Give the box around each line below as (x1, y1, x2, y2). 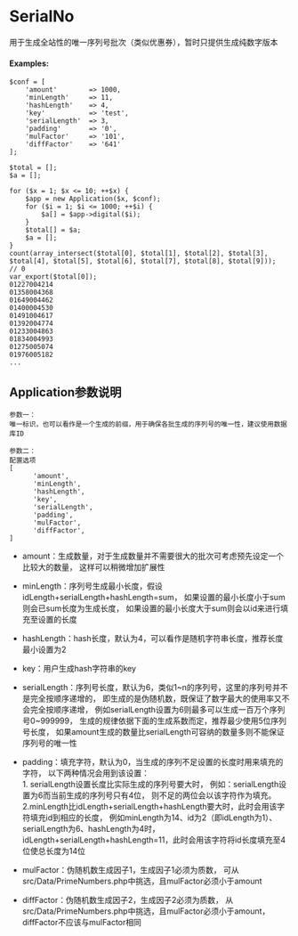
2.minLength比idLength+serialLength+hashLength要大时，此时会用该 (21, 801, 278, 811)
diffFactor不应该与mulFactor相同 (21, 916, 142, 927)
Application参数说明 (9, 385, 122, 400)
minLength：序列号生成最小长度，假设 (21, 581, 163, 591)
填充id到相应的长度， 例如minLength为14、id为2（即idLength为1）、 (29, 812, 278, 823)
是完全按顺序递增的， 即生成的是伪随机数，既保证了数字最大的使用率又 (21, 693, 282, 704)
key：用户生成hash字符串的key (21, 663, 136, 673)
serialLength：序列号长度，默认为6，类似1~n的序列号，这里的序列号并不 (21, 681, 289, 692)
